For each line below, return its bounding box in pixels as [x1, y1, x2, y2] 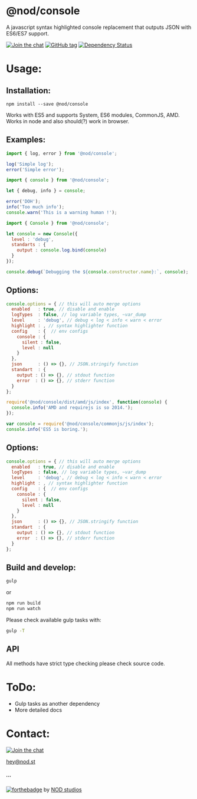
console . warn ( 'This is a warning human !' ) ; [6, 209, 117, 215]
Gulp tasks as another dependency [14, 700, 100, 707]
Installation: [6, 86, 51, 96]
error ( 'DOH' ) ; [6, 199, 41, 205]
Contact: [6, 727, 50, 740]
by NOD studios [43, 786, 82, 793]
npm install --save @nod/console [6, 101, 88, 107]
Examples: [6, 135, 46, 145]
